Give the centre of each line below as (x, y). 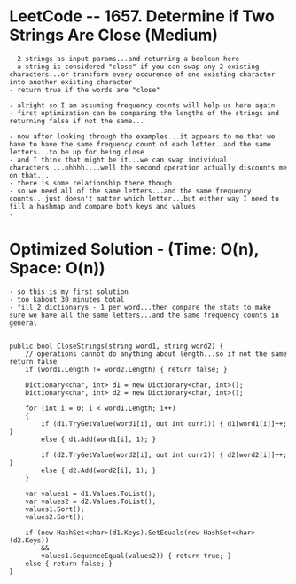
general (23, 323)
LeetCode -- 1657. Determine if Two (142, 16)
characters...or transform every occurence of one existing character (142, 74)
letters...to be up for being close (77, 152)
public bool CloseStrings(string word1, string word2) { (117, 346)
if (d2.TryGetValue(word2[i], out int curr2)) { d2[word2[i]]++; (164, 454)
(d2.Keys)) (29, 540)
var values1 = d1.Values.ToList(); (91, 493)
